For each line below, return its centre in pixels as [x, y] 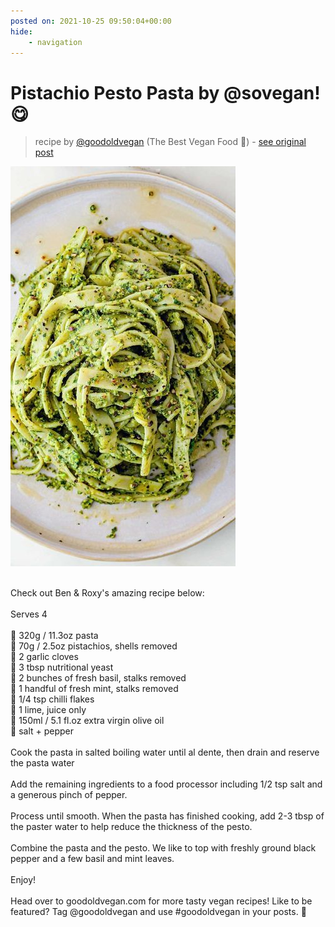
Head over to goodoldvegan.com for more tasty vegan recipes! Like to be [161, 901]
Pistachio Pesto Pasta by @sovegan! [165, 92]
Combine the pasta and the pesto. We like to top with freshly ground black [163, 848]
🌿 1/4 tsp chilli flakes [52, 699]
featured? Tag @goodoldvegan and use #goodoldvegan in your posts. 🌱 [158, 912]
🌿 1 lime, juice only [48, 710]
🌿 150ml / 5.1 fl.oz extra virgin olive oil [87, 721]
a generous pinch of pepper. [69, 795]
